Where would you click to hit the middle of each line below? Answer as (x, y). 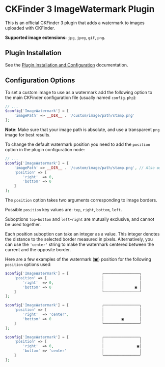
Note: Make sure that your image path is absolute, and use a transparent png (82, 130)
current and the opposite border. (38, 250)
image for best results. (28, 135)
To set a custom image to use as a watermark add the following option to (79, 92)
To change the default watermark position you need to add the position (78, 144)
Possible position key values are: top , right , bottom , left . (64, 210)
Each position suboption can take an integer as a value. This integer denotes (82, 234)
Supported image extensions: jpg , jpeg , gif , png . (55, 37)
